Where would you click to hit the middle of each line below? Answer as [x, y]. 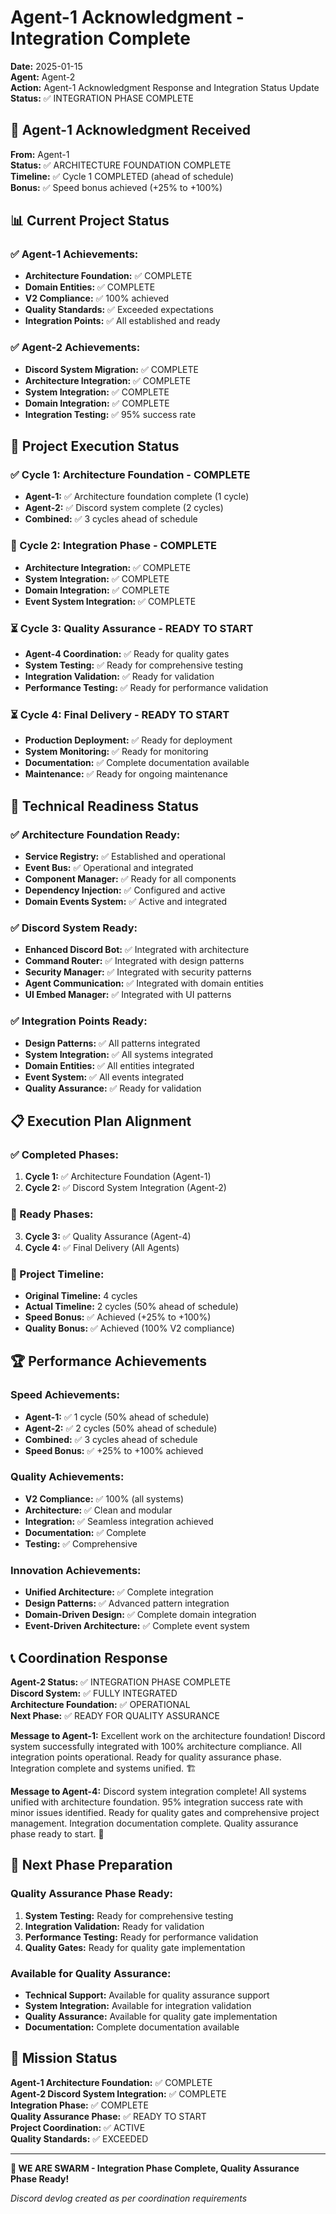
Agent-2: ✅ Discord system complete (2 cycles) [124, 508]
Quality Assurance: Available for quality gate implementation [151, 2016]
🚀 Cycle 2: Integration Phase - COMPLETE [114, 546]
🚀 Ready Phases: [52, 1214]
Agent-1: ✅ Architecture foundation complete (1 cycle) [137, 497]
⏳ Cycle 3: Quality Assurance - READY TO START [132, 628]
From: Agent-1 [40, 154]
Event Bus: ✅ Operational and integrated [109, 867]
